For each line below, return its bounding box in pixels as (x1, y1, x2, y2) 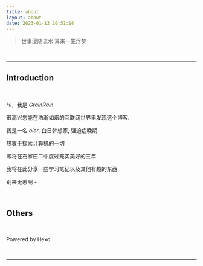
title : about (6, 8, 39, 15)
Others (6, 208, 33, 218)
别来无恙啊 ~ (6, 178, 38, 186)
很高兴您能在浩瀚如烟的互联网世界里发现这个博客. (6, 114, 130, 122)
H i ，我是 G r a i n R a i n (6, 101, 54, 109)
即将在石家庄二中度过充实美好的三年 (6, 152, 97, 160)
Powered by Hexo (6, 236, 51, 242)
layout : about (6, 15, 42, 21)
